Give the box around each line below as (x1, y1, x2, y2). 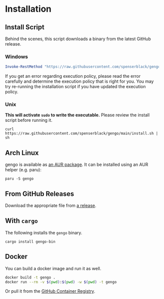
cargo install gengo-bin (5, 239, 56, 244)
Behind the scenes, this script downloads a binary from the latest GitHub (5, 36, 151, 42)
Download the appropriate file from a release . (5, 203, 97, 208)
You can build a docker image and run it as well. (5, 265, 102, 271)
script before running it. (5, 117, 53, 123)
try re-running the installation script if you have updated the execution (5, 84, 146, 90)
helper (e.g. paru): (5, 167, 41, 173)
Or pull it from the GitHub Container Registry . (5, 288, 95, 294)
